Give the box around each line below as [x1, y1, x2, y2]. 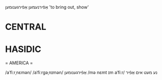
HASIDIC [5, 44, 41, 55]
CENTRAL [5, 22, 46, 32]
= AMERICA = [5, 60, 33, 66]
